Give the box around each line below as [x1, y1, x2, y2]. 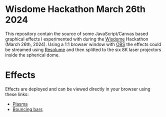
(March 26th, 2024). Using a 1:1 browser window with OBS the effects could [5, 41, 161, 47]
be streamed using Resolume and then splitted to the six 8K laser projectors [5, 46, 161, 52]
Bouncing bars [12, 106, 43, 112]
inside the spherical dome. [5, 51, 60, 58]
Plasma [12, 101, 28, 107]
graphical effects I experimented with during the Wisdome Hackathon [5, 36, 148, 42]
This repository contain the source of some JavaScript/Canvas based [5, 30, 148, 36]
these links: [5, 91, 29, 97]
